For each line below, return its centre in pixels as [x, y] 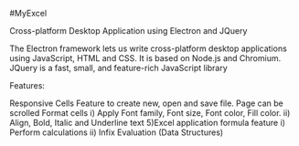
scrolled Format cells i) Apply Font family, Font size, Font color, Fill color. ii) [150, 113]
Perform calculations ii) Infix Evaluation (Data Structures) [117, 132]
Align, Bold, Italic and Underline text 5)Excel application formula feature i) [148, 123]
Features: [27, 85]
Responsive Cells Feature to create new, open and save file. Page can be [146, 103]
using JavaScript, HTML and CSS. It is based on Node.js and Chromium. [145, 58]
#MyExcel [28, 13]
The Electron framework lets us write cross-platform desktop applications [149, 48]
